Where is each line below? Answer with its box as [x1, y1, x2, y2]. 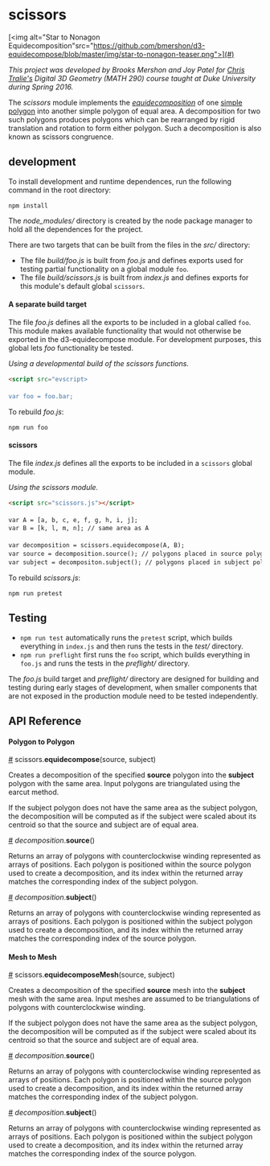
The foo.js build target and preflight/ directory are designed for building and [8, 674, 260, 683]
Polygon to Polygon [8, 736, 75, 746]
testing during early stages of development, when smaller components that [8, 682, 257, 692]
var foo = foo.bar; [8, 392, 74, 400]
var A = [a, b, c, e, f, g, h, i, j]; [8, 516, 138, 524]
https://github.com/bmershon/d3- [93, 40, 206, 50]
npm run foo [8, 423, 48, 431]
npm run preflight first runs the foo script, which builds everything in [19, 649, 251, 659]
